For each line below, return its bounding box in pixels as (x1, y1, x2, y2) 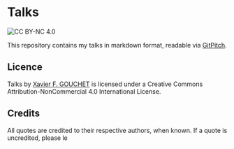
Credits (7, 108, 41, 120)
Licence (7, 61, 43, 73)
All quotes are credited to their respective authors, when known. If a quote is (7, 126, 228, 134)
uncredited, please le (7, 134, 68, 142)
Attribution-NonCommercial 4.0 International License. (7, 87, 161, 95)
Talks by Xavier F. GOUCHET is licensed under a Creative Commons (7, 80, 203, 88)
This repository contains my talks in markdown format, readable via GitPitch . (7, 41, 227, 49)
